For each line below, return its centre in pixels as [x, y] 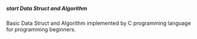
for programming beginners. [41, 29]
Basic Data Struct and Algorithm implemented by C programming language [98, 23]
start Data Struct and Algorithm [47, 8]
